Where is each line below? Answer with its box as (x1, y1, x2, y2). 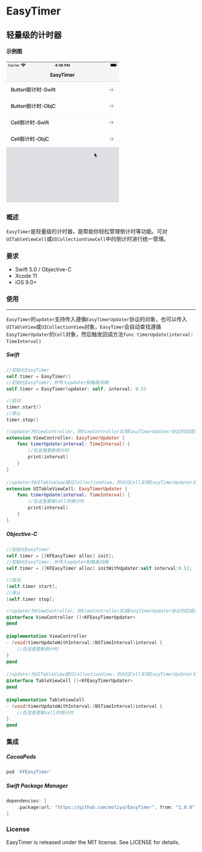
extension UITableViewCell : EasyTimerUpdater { (6, 485, 128, 492)
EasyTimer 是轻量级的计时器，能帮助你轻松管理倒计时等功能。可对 (6, 228, 168, 235)
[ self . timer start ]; (6, 584, 58, 590)
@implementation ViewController (6, 633, 87, 640)
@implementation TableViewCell (6, 696, 85, 703)
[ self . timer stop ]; (6, 596, 55, 602)
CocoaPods (6, 753, 36, 760)
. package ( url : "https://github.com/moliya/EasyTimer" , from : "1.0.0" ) (17, 804, 198, 810)
